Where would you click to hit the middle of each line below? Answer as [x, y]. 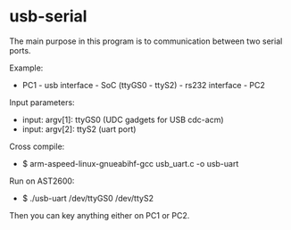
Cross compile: [37, 146]
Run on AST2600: [42, 181]
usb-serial [48, 16]
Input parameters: [42, 102]
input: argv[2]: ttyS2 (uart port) [79, 129]
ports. [20, 50]
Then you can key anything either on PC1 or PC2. [100, 215]
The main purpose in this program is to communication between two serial [146, 41]
